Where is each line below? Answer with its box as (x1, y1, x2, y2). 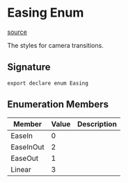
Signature (7, 61, 51, 73)
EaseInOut (10, 142, 45, 152)
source (7, 28, 28, 36)
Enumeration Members (7, 98, 109, 110)
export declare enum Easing (7, 80, 89, 87)
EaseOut (10, 153, 39, 163)
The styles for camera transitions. (7, 41, 104, 49)
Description (77, 119, 117, 129)
